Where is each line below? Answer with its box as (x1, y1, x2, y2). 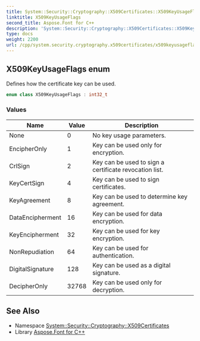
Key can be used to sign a (92, 158, 165, 166)
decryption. (92, 285, 125, 294)
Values (6, 106, 27, 114)
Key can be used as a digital (92, 261, 171, 269)
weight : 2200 (6, 36, 39, 42)
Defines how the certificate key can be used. (6, 80, 116, 87)
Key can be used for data (92, 210, 162, 218)
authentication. (92, 251, 135, 260)
